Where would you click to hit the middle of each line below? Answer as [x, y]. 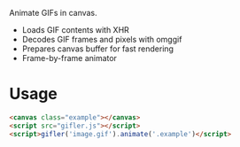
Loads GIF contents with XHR [76, 30]
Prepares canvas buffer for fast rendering [98, 49]
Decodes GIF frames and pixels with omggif [102, 39]
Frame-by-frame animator [70, 58]
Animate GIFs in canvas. [53, 13]
